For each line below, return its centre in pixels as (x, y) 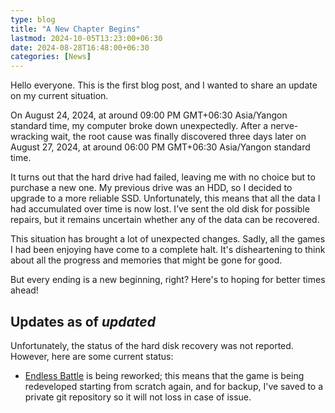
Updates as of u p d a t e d (83, 321)
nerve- (284, 126)
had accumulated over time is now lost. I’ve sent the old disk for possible (160, 209)
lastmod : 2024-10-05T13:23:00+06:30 (86, 38)
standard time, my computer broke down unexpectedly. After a (139, 126)
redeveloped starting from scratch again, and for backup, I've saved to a (174, 386)
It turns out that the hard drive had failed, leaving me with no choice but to (163, 177)
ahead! (24, 290)
